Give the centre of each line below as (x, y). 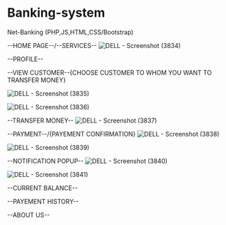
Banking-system (56, 13)
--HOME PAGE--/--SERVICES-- (52, 45)
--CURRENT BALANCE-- (42, 188)
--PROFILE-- (25, 59)
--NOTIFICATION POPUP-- (46, 161)
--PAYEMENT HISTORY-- (43, 201)
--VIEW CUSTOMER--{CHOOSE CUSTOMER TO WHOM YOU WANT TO (110, 72)
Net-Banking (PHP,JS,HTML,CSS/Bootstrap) (71, 32)
